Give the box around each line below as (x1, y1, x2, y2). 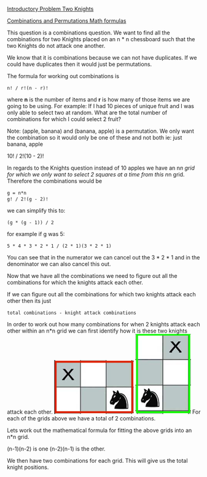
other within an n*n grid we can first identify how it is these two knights (7, 327, 188, 334)
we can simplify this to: (7, 207, 66, 214)
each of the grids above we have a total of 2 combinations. (7, 415, 156, 422)
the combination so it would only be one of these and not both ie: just (7, 134, 182, 141)
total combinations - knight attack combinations (7, 310, 137, 316)
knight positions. (7, 463, 49, 471)
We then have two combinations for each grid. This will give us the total (7, 457, 188, 464)
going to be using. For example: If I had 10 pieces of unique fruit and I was (7, 103, 194, 109)
